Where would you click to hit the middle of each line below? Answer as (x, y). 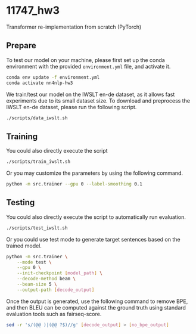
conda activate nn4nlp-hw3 (40, 83)
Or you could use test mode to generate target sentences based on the (93, 239)
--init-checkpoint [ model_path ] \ (60, 273)
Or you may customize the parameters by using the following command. (95, 173)
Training (22, 136)
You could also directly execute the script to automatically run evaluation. (96, 217)
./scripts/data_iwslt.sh (37, 118)
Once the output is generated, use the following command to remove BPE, (97, 301)
